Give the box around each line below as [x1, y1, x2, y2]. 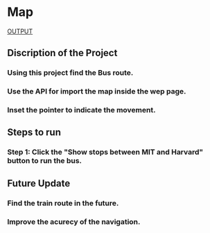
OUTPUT [7, 27, 33, 35]
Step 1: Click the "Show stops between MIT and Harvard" [7, 147, 204, 157]
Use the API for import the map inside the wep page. [7, 87, 186, 96]
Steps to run [7, 126, 61, 139]
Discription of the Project [7, 47, 118, 59]
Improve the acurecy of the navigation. [7, 216, 141, 226]
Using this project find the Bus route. [7, 68, 134, 78]
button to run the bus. [7, 156, 82, 166]
